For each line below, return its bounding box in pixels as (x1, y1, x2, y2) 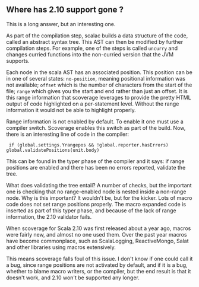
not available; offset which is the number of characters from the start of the (6, 81, 192, 88)
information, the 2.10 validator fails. (6, 213, 92, 220)
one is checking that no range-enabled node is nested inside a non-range (6, 188, 187, 195)
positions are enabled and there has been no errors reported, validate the (6, 164, 186, 171)
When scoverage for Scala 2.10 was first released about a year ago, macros (6, 225, 191, 232)
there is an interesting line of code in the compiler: (6, 130, 129, 138)
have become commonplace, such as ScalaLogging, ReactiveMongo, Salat (6, 237, 189, 244)
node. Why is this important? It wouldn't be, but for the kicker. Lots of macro (6, 194, 192, 201)
